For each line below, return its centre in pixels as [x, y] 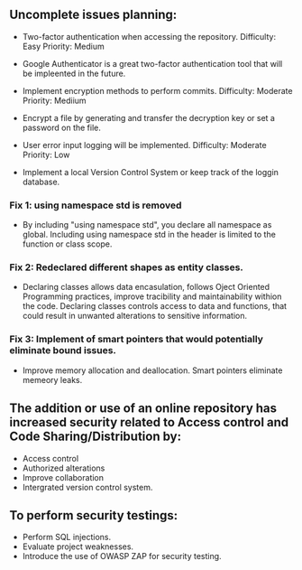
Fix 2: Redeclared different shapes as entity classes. [126, 267]
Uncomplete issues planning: [93, 15]
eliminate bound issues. [63, 350]
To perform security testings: [94, 515]
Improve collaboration [63, 477]
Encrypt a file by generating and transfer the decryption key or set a [148, 117]
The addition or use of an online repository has [143, 409]
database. [41, 182]
